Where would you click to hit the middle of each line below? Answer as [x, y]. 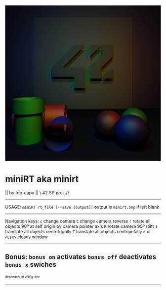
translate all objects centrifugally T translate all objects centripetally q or [78, 231]
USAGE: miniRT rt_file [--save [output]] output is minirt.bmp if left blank [82, 207]
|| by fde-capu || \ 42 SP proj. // [37, 192]
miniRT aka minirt [42, 179]
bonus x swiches [31, 265]
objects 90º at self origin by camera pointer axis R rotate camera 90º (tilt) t [82, 226]
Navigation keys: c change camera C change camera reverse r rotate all [78, 221]
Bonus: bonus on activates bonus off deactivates [81, 257]
